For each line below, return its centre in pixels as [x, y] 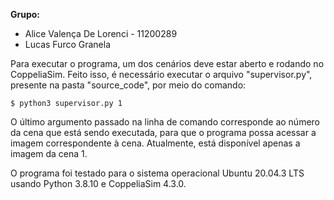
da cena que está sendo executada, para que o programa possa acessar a [163, 132]
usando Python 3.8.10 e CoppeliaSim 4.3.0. [98, 183]
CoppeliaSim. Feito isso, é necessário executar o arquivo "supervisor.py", [161, 74]
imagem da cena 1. [49, 153]
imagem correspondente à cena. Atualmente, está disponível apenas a [155, 143]
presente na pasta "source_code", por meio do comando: [128, 85]
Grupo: [25, 14]
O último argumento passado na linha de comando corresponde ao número [165, 122]
